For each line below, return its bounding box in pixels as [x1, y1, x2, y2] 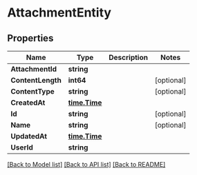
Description [109, 53, 149, 62]
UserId [10, 143, 33, 152]
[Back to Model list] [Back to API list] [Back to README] [7, 161, 166, 168]
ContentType [10, 87, 55, 96]
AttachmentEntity [7, 5, 112, 21]
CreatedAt [10, 98, 46, 107]
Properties [7, 32, 54, 44]
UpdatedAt [10, 132, 47, 141]
